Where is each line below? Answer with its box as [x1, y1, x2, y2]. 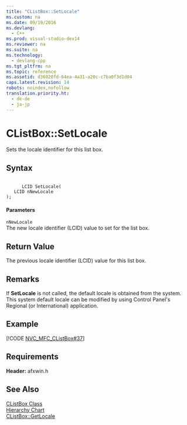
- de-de [11, 96, 30, 102]
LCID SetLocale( [21, 184, 62, 190]
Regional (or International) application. [6, 302, 98, 309]
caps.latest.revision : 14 [6, 80, 69, 86]
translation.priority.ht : [6, 90, 69, 96]
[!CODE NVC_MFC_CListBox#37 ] [6, 335, 85, 342]
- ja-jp [11, 101, 30, 107]
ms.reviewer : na [6, 42, 46, 48]
